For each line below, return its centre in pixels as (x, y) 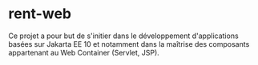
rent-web (40, 14)
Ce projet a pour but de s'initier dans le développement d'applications (123, 36)
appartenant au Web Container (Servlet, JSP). (84, 52)
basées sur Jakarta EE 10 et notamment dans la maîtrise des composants (129, 44)
